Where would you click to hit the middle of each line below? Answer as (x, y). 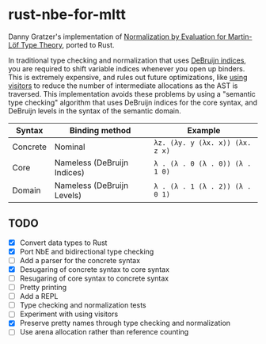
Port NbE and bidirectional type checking (87, 251)
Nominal (70, 147)
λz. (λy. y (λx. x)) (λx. (203, 143)
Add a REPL (39, 296)
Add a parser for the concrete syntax (80, 260)
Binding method (101, 130)
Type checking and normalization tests (83, 305)
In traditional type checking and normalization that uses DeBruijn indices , (127, 60)
